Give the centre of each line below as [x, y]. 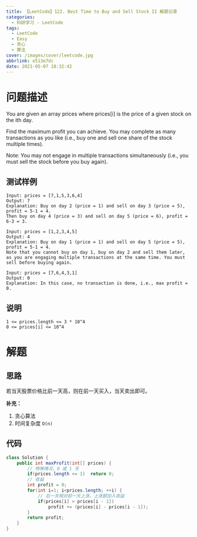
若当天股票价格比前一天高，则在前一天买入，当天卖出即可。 [78, 391]
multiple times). [25, 144]
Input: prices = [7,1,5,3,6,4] [44, 196]
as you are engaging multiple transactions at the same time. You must [96, 258]
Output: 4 [18, 237]
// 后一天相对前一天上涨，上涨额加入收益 [81, 496]
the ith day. [20, 120]
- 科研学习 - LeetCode [37, 22]
